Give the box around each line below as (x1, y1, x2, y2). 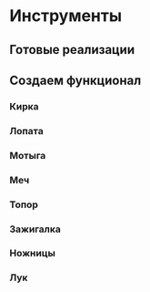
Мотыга (9, 149, 46, 162)
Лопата (9, 124, 44, 137)
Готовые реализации (9, 42, 135, 57)
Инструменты (9, 5, 123, 26)
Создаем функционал (9, 72, 142, 88)
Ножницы (9, 247, 56, 260)
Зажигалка (9, 223, 61, 235)
